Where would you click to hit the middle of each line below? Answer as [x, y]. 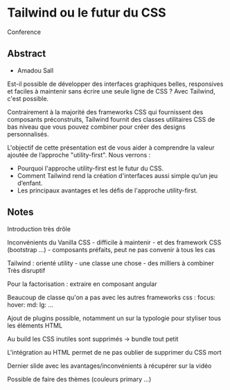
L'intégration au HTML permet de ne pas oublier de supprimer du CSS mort [114, 352]
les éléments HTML [35, 325]
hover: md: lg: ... [30, 304]
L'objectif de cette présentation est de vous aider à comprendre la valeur [111, 148]
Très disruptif [26, 270]
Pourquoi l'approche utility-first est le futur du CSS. [90, 168]
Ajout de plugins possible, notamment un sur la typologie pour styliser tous [114, 318]
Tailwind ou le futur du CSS [87, 13]
